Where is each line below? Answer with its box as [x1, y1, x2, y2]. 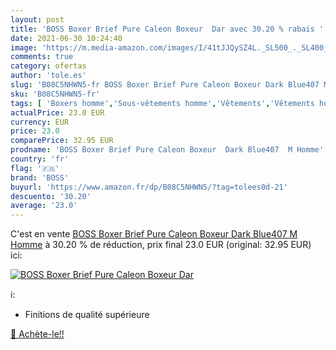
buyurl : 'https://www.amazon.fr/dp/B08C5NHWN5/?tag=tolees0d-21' [10, 182, 288, 192]
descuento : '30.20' [10, 191, 92, 201]
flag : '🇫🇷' [10, 163, 60, 173]
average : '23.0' [10, 201, 78, 211]
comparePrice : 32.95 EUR [10, 136, 114, 146]
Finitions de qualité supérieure [24, 309, 150, 321]
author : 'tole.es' [10, 71, 87, 81]
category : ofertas [10, 61, 87, 71]
